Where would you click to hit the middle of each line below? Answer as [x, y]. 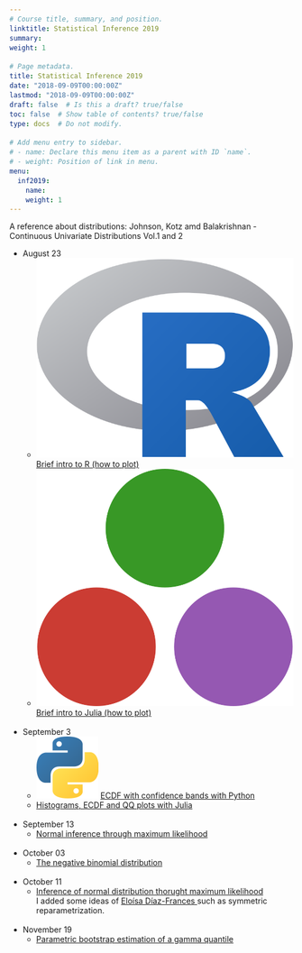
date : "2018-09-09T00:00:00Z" [66, 86]
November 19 [47, 930]
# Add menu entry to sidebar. [66, 143]
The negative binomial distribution [99, 863]
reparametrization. [70, 911]
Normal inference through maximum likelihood [122, 834]
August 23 [41, 253]
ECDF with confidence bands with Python [178, 796]
